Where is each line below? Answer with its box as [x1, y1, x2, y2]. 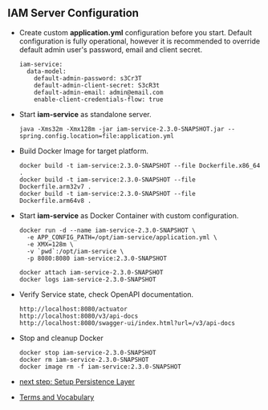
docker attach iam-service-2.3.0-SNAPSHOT [18, 268, 164, 276]
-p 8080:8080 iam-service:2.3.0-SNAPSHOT [26, 254, 168, 262]
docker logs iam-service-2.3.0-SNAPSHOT [18, 275, 156, 283]
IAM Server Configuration [7, 6, 140, 20]
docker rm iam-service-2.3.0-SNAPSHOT [18, 355, 149, 363]
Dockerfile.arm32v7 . [18, 182, 91, 191]
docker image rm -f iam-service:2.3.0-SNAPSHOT [18, 363, 181, 371]
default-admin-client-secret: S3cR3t [34, 81, 160, 89]
